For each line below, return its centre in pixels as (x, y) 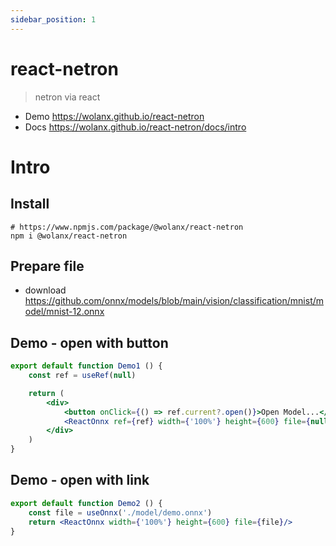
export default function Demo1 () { (86, 366)
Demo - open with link (80, 480)
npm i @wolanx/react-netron (69, 236)
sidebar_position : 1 (53, 19)
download (45, 290)
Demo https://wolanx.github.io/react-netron (114, 116)
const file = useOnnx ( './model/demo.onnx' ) (120, 512)
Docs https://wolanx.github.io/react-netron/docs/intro (135, 127)
